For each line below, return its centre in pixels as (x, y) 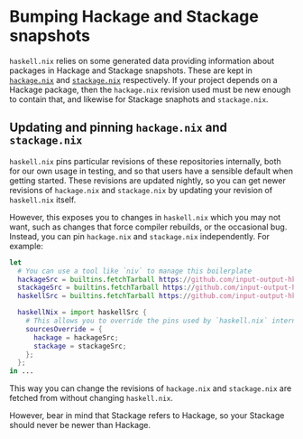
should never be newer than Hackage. (80, 425)
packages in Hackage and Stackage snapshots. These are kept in (131, 70)
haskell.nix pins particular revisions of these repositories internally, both (145, 161)
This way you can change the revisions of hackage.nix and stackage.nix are (151, 388)
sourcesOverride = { (64, 329)
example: (26, 246)
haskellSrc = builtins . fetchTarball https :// (105, 296)
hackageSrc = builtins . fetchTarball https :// (105, 279)
